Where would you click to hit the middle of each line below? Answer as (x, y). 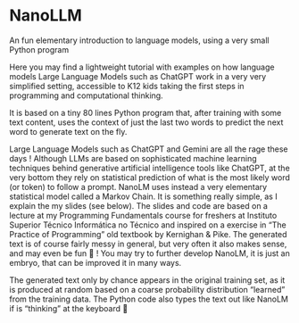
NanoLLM (46, 16)
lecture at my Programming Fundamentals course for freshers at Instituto (143, 215)
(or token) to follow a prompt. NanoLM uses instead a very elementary (138, 186)
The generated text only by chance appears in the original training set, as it (147, 280)
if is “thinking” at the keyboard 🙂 (69, 308)
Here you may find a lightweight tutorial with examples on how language (142, 67)
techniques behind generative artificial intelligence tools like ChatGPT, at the (149, 168)
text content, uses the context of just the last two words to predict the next (146, 122)
